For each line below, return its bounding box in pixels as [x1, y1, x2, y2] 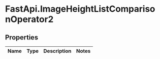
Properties [5, 33, 38, 41]
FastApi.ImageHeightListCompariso [5, 3, 156, 15]
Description [43, 48, 71, 54]
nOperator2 [5, 14, 54, 25]
